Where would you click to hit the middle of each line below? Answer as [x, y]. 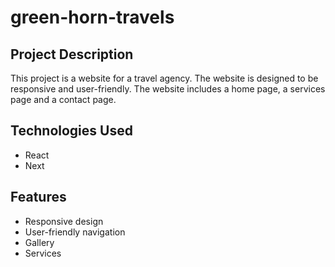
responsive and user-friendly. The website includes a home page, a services [168, 89]
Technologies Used [71, 131]
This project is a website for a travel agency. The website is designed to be [164, 78]
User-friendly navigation [75, 232]
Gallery [39, 242]
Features [38, 197]
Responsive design [64, 221]
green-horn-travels [92, 17]
